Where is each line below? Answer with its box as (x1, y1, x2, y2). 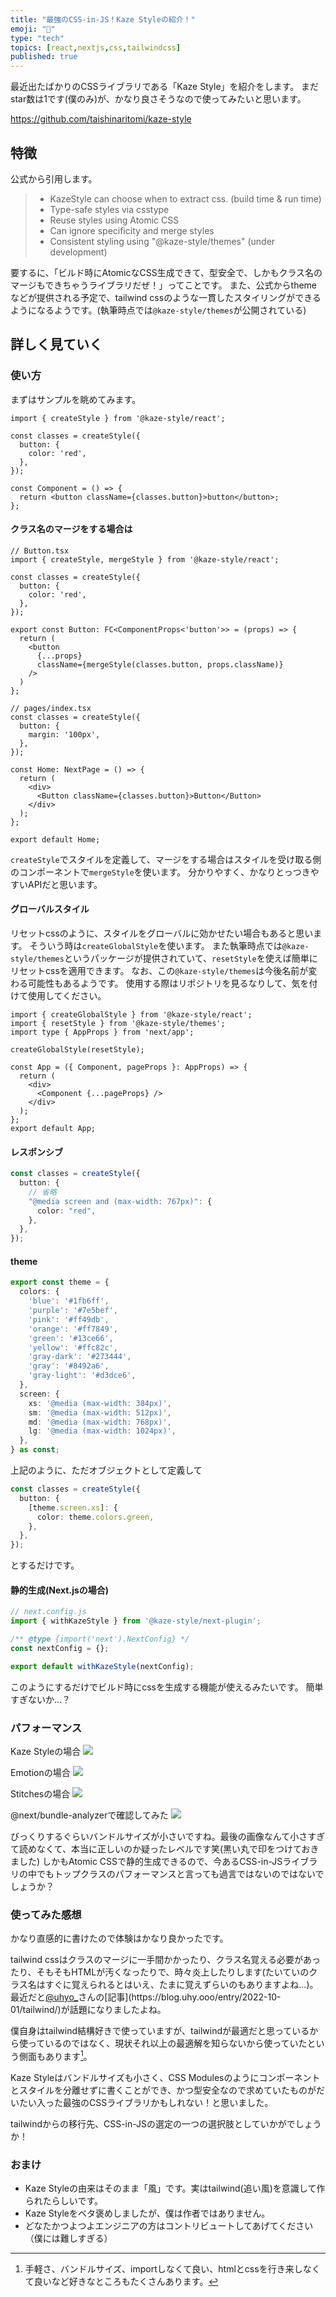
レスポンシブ (10, 1146, 63, 1158)
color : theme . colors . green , (36, 1512, 155, 1522)
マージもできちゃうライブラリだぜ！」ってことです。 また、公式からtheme (10, 279, 318, 291)
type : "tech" (10, 33, 65, 43)
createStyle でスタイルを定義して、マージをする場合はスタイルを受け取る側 (10, 853, 322, 865)
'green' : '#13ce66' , (28, 1333, 114, 1343)
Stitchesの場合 (10, 1788, 71, 1800)
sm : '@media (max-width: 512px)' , (28, 1407, 172, 1418)
